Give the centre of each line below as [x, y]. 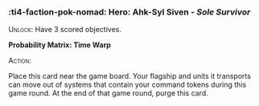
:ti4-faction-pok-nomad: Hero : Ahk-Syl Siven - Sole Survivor [129, 12]
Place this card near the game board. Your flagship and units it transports [130, 76]
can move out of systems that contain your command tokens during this [127, 85]
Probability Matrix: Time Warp [60, 45]
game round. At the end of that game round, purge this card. [109, 93]
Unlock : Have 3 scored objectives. [65, 30]
